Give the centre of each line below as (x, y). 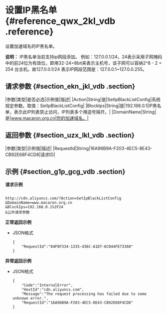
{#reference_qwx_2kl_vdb (60, 21)
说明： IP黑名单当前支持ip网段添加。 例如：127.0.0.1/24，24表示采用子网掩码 (84, 57)
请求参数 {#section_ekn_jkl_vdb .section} (70, 86)
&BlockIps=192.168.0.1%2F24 (34, 207)
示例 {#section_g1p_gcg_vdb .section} (65, 172)
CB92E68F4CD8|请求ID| (30, 155)
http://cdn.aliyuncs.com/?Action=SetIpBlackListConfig (63, 198)
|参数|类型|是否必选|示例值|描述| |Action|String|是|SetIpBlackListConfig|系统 (83, 99)
